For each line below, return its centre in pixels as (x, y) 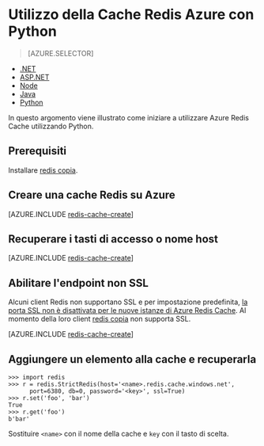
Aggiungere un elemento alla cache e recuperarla (132, 359)
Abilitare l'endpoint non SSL (78, 283)
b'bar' (19, 419)
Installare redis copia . (43, 170)
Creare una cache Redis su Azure (92, 195)
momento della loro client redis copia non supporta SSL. (100, 319)
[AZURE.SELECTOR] (60, 53)
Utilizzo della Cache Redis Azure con (131, 15)
